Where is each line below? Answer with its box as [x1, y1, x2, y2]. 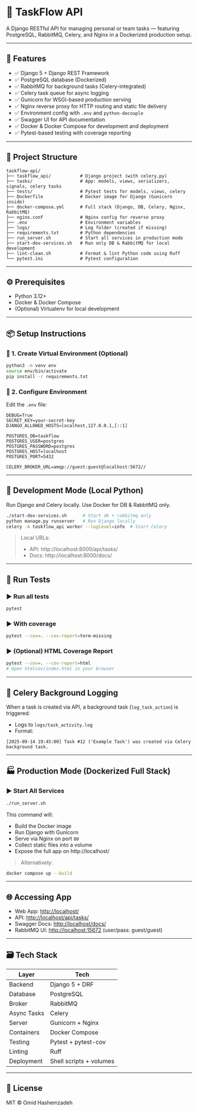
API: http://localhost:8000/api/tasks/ [29, 546, 118, 553]
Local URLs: [20, 534, 50, 542]
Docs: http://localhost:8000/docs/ [29, 552, 113, 559]
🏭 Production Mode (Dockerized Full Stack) [6, 766, 171, 776]
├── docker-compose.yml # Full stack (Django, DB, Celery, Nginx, [6, 204, 186, 210]
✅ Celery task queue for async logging [14, 89, 109, 96]
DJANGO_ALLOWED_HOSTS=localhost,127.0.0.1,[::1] [6, 422, 128, 428]
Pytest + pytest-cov [49, 1038, 106, 1046]
